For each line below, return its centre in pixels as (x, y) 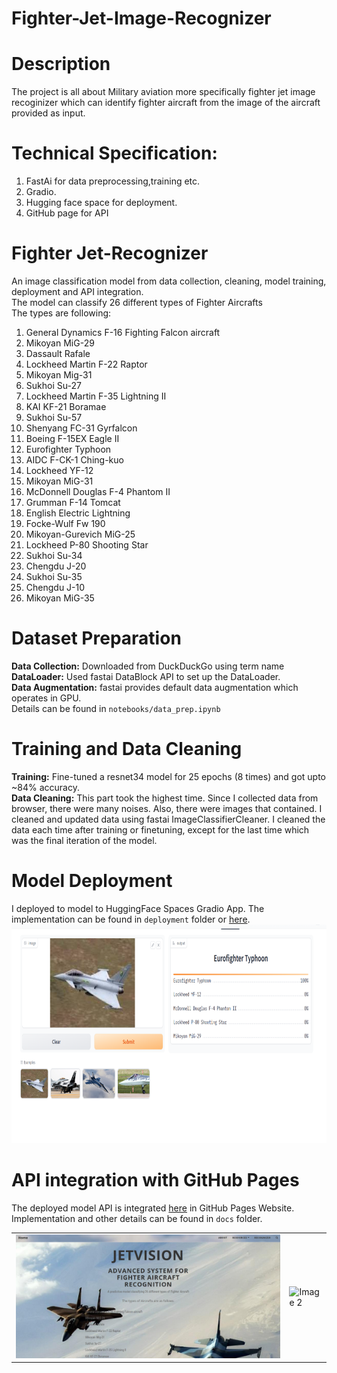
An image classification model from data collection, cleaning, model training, (169, 281)
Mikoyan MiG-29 (60, 343)
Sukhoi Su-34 (54, 555)
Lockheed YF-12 (59, 470)
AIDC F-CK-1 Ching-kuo (74, 460)
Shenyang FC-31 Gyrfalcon (81, 428)
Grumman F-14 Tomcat (73, 502)
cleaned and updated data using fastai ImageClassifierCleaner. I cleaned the (168, 819)
